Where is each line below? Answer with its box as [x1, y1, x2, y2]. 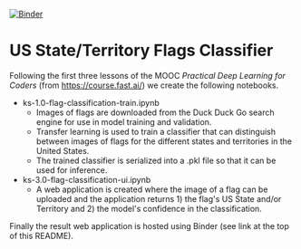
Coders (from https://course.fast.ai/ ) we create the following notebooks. [9, 80, 279, 91]
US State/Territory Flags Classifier [9, 41, 274, 61]
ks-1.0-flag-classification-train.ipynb [22, 97, 160, 108]
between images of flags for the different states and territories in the [35, 136, 293, 147]
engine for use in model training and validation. [35, 116, 212, 127]
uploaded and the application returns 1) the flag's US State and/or [35, 193, 282, 204]
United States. [35, 145, 90, 156]
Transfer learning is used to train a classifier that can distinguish [35, 126, 277, 137]
